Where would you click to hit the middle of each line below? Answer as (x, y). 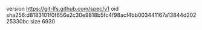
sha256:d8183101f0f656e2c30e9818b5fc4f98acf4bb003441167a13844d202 (101, 15)
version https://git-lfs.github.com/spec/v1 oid (63, 9)
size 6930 (43, 21)
